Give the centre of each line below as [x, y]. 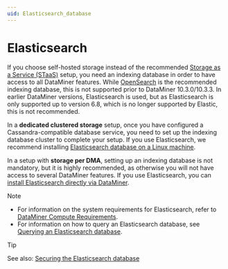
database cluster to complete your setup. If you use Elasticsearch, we [107, 139]
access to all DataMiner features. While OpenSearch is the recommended [112, 82]
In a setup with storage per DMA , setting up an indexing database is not [110, 160]
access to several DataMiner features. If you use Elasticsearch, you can [109, 175]
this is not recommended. [44, 111]
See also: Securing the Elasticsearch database [73, 258]
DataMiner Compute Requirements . [68, 216]
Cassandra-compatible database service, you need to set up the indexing [112, 132]
